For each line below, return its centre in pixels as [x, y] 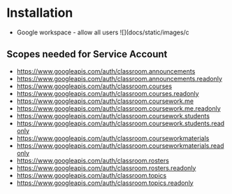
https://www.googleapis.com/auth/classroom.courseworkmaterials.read [120, 146]
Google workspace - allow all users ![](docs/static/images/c [103, 32]
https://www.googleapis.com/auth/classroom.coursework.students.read [121, 123]
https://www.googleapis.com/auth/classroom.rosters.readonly [106, 168]
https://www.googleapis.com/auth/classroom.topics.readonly [105, 183]
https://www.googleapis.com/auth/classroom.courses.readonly [108, 93]
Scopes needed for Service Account [87, 54]
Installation [40, 13]
